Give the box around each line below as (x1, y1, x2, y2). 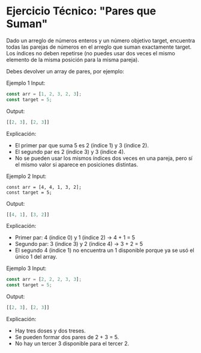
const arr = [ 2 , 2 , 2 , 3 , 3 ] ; (6, 277, 82, 283)
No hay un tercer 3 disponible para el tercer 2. (14, 340, 130, 347)
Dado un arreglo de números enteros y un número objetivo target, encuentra (6, 37, 196, 44)
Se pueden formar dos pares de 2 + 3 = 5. (14, 334, 119, 341)
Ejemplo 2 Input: (6, 173, 47, 180)
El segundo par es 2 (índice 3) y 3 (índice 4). (14, 148, 125, 155)
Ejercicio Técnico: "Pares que (6, 4, 157, 18)
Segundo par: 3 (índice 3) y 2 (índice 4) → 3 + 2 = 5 (14, 241, 143, 248)
